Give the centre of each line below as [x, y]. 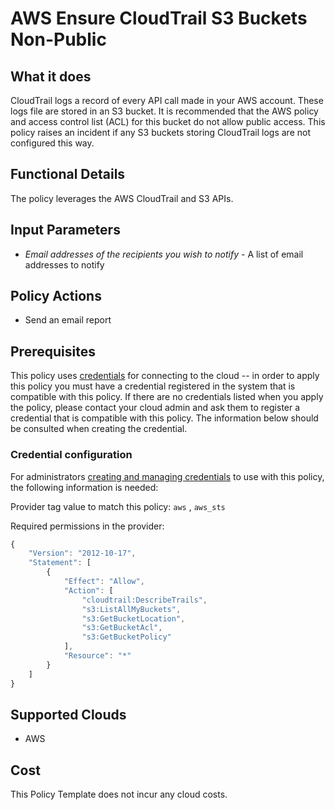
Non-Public [58, 39]
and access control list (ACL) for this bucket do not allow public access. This [168, 121]
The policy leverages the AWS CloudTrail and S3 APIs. [122, 198]
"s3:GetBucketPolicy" [126, 637]
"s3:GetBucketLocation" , [133, 618]
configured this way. [52, 143]
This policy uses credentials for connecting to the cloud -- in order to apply [165, 376]
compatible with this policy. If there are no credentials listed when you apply [167, 397]
